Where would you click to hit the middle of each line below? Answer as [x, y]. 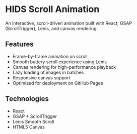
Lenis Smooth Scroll [33, 121]
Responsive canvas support [41, 78]
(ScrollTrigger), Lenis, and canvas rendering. [52, 28]
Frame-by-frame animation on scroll [50, 56]
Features [19, 44]
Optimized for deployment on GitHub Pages [58, 83]
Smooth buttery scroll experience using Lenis [60, 62]
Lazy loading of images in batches [48, 72]
